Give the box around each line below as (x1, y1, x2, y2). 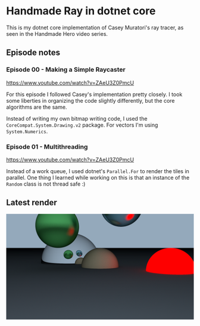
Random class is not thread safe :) (6, 180, 86, 187)
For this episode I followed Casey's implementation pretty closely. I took (6, 91, 183, 98)
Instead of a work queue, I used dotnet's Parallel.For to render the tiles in (6, 167, 189, 174)
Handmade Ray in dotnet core (6, 4, 156, 18)
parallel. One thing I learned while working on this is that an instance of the (6, 174, 190, 181)
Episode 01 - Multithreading (6, 142, 88, 150)
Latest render (6, 198, 58, 208)
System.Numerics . (6, 127, 48, 135)
